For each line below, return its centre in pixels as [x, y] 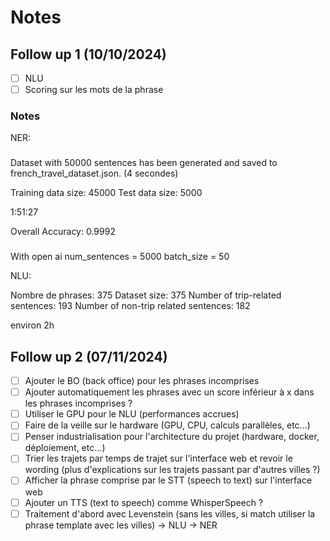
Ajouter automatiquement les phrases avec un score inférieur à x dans [169, 392]
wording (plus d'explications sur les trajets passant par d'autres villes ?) [172, 470]
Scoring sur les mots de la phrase [94, 90]
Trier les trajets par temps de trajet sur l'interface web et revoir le [158, 458]
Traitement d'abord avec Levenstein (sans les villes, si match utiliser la [170, 513]
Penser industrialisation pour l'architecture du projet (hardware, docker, [172, 437]
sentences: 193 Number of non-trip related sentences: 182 [130, 306]
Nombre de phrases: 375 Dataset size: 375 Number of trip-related [146, 295]
